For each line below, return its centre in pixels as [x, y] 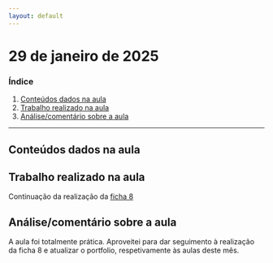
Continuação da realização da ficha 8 [71, 196]
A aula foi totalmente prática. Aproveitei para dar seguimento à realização [131, 242]
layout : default [36, 16]
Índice [21, 81]
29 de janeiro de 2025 [84, 56]
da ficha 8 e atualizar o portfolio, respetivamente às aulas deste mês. [124, 250]
